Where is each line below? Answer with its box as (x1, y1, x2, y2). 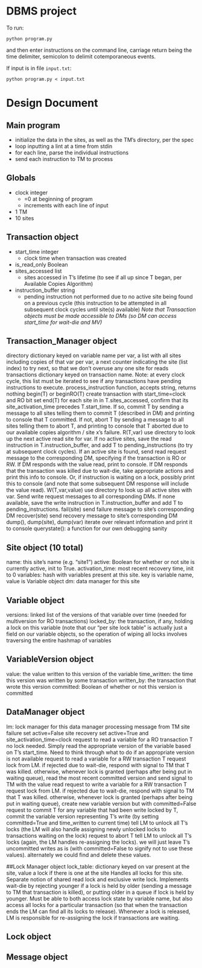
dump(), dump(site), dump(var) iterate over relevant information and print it (6, 519, 193, 526)
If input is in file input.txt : (6, 65, 72, 72)
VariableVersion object (6, 654, 94, 665)
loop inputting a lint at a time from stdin (14, 142, 113, 150)
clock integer (14, 189, 48, 196)
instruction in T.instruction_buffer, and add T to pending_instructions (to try (6, 441, 193, 449)
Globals (6, 173, 36, 183)
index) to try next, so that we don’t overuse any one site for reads (6, 365, 169, 372)
